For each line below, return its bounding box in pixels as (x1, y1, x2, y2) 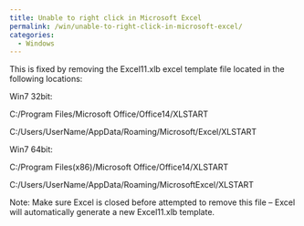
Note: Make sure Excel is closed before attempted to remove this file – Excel (9, 197, 296, 208)
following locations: (9, 74, 83, 85)
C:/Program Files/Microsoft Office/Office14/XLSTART (9, 108, 209, 119)
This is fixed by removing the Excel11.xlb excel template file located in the (9, 64, 285, 75)
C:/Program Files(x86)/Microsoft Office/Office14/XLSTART (9, 161, 229, 173)
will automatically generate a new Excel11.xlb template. (9, 207, 215, 218)
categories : (9, 30, 55, 39)
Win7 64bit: (9, 144, 53, 155)
